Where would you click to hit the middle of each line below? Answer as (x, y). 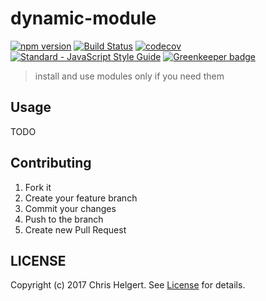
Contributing (51, 163)
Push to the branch (64, 219)
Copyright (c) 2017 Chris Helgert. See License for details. (128, 285)
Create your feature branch (81, 198)
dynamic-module (83, 18)
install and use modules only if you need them (129, 76)
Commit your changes (70, 208)
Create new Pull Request (75, 229)
